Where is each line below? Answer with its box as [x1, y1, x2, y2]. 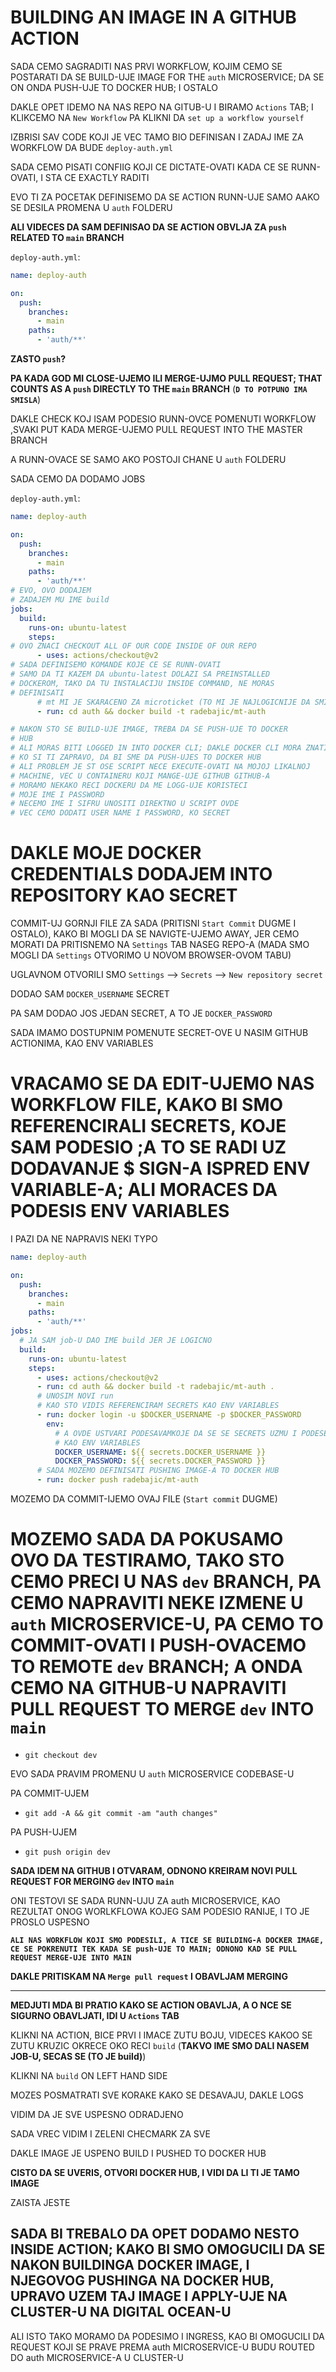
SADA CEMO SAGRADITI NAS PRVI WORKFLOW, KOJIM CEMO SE [10, 60, 283, 72]
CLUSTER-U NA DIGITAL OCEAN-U [10, 2304, 232, 2321]
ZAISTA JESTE [10, 2197, 71, 2208]
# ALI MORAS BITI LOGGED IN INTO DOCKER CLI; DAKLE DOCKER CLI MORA [10, 743, 302, 753]
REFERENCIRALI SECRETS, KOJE [10, 1115, 287, 1138]
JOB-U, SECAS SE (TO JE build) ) [10, 2051, 147, 2062]
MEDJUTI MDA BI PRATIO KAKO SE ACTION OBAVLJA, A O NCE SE [10, 1999, 292, 2011]
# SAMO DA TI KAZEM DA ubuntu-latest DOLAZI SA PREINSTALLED [10, 669, 271, 680]
